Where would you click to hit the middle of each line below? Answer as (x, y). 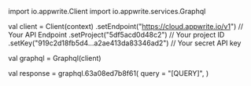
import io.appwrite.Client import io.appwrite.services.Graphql (107, 11)
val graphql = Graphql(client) (55, 58)
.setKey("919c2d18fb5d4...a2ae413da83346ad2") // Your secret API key (125, 43)
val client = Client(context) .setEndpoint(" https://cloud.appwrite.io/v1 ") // (126, 26)
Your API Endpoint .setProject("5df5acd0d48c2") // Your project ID (116, 35)
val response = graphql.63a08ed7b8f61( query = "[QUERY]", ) (109, 73)
